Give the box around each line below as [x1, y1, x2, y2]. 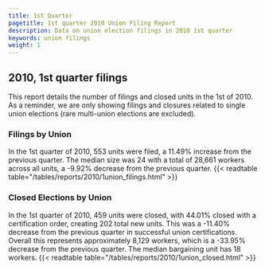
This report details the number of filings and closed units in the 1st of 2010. [8, 92, 253, 101]
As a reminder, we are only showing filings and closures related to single [8, 100, 246, 110]
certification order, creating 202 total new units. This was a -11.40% [8, 218, 231, 228]
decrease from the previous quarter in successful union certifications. [8, 227, 237, 237]
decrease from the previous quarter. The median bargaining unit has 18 [8, 244, 241, 253]
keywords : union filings [8, 33, 91, 42]
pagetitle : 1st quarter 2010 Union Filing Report [8, 19, 177, 27]
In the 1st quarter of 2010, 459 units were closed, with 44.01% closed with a [8, 210, 257, 220]
